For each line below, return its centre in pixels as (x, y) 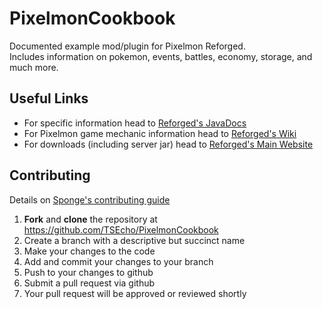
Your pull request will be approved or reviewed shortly (135, 293)
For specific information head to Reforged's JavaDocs (135, 123)
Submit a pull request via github (89, 283)
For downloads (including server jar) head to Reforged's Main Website (168, 144)
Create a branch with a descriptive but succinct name (134, 240)
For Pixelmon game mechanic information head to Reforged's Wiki (160, 133)
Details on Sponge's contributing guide (90, 199)
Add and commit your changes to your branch (118, 261)
